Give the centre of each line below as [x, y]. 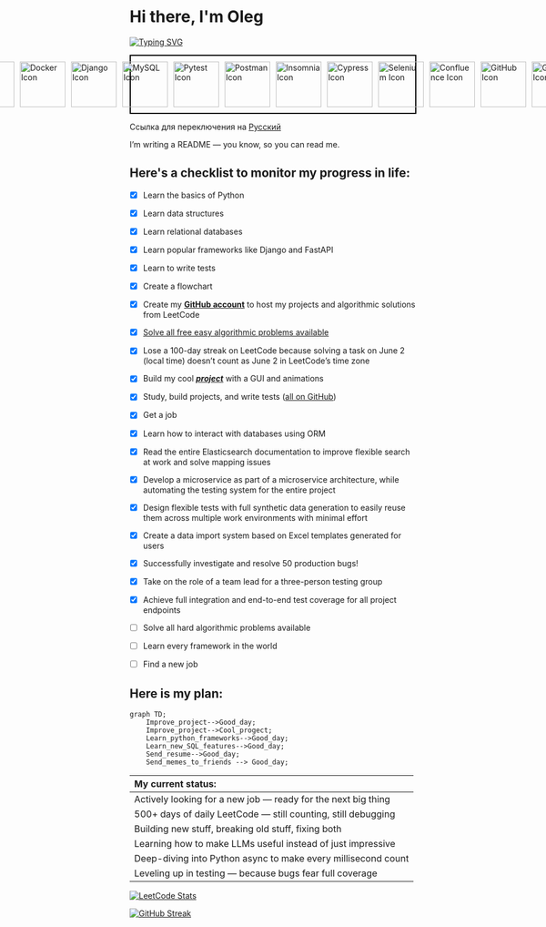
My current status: [176, 784]
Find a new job [170, 664]
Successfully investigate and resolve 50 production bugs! [250, 563]
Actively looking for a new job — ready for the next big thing [262, 799]
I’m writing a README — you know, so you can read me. [235, 144]
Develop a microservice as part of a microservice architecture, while [271, 479]
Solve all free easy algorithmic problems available [236, 332]
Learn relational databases [192, 231]
